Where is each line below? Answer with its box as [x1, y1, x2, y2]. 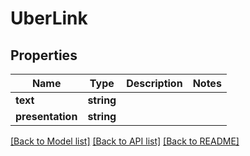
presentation [15, 110, 78, 123]
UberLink [10, 7, 88, 30]
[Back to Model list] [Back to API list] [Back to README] [10, 135, 240, 147]
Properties [10, 47, 78, 64]
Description [126, 77, 183, 90]
